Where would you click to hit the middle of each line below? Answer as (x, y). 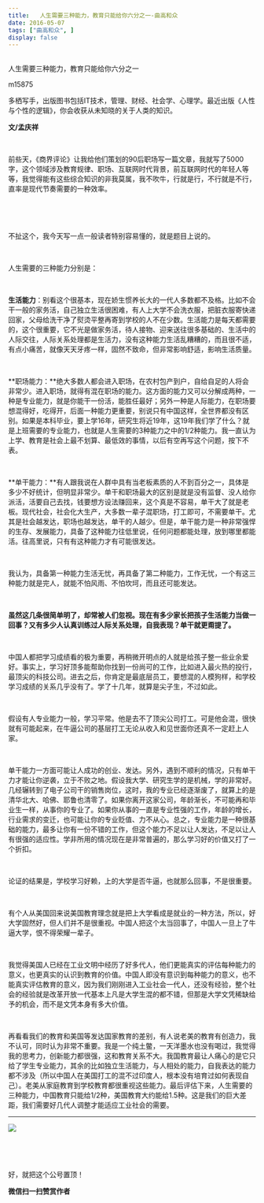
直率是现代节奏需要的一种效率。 (60, 188)
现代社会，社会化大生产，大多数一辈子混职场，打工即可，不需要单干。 (135, 511)
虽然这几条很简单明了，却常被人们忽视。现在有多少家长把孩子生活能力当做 (128, 614)
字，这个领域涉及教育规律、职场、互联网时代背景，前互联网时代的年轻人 (125, 169)
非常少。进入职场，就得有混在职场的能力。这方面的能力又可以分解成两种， (128, 391)
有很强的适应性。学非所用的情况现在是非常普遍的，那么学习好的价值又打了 (128, 839)
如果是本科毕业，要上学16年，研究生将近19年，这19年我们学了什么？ (132, 420)
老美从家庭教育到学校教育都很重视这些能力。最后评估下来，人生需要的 (139, 1085)
